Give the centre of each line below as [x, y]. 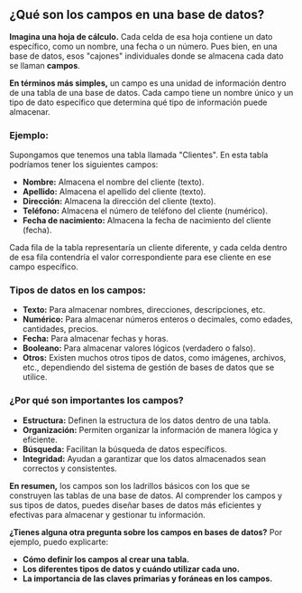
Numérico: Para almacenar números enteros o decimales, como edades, [157, 319]
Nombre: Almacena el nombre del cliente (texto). [113, 182]
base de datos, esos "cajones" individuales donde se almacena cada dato [146, 56]
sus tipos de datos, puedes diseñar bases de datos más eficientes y [136, 504]
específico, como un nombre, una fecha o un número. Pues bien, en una [143, 46]
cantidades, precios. [60, 329]
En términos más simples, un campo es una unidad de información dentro [148, 83]
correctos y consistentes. [69, 468]
